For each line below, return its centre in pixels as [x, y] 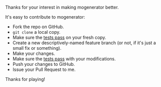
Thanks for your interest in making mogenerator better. [62, 7]
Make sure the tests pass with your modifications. [64, 59]
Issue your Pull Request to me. [44, 69]
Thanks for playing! [25, 79]
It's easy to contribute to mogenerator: [45, 17]
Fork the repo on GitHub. [38, 27]
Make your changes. [34, 53]
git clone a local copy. [36, 32]
